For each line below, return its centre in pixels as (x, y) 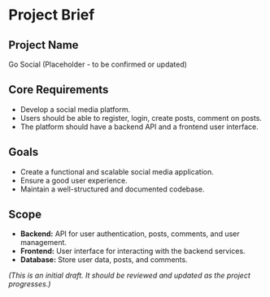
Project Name (44, 45)
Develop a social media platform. (75, 109)
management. (44, 243)
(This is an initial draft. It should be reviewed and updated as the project (129, 275)
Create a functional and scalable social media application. (117, 171)
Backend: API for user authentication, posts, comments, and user (130, 234)
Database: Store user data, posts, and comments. (104, 260)
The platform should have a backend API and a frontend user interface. (139, 127)
